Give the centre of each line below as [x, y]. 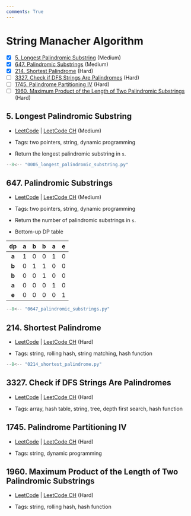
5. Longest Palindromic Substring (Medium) [68, 58]
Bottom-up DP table [39, 232]
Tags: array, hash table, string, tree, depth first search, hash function [98, 409]
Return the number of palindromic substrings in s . [75, 220]
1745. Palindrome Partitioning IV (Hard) [62, 84]
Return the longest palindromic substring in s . [70, 153]
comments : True [25, 12]
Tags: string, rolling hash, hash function [63, 507]
